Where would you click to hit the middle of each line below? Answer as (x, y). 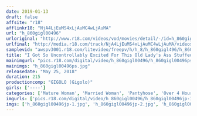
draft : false (22, 17)
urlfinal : (18, 45)
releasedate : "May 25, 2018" (42, 71)
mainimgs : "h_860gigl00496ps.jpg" (48, 66)
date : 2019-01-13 (27, 11)
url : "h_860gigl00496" (34, 33)
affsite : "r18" (25, 22)
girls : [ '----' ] (26, 88)
